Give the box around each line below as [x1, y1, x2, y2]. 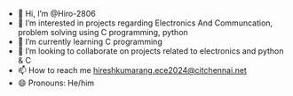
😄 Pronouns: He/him [17, 78, 95, 88]
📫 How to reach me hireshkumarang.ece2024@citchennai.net [17, 65, 247, 75]
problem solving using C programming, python [17, 27, 188, 37]
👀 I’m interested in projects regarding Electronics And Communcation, [17, 18, 273, 28]
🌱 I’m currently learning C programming [17, 36, 162, 47]
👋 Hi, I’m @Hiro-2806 [17, 9, 96, 18]
